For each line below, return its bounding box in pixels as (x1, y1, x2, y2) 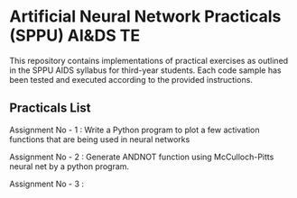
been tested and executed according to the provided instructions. (9, 74, 253, 85)
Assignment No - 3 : (9, 178, 84, 189)
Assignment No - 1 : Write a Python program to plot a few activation (9, 124, 260, 135)
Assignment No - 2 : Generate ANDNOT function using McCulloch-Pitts (9, 151, 274, 162)
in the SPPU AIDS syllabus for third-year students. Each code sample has (9, 65, 282, 76)
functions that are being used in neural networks (9, 133, 190, 145)
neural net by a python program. (9, 160, 129, 172)
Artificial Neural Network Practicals (9, 6, 282, 27)
